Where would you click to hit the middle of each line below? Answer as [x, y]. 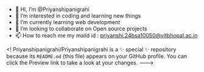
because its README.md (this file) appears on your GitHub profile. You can [97, 56]
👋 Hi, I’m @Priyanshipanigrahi [52, 9]
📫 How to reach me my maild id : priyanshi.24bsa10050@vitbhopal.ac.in [106, 35]
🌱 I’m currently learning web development [68, 22]
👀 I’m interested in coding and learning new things [78, 16]
